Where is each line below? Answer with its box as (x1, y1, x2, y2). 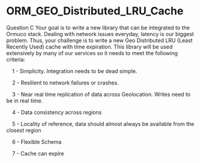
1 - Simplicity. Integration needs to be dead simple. (11, 67, 138, 74)
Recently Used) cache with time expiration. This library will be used (6, 43, 173, 50)
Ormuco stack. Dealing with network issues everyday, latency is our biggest (6, 30, 194, 37)
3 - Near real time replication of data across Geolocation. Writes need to (11, 90, 191, 98)
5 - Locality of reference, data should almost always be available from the (11, 120, 195, 127)
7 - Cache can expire (11, 150, 64, 157)
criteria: (6, 56, 26, 63)
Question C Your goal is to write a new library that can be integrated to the (6, 24, 190, 31)
